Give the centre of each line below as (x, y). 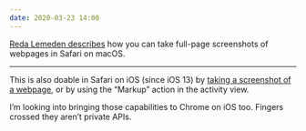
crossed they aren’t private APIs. (71, 116)
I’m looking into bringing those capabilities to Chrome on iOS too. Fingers (147, 106)
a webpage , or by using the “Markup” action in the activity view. (129, 89)
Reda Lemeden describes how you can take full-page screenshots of (139, 44)
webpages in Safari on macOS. (67, 53)
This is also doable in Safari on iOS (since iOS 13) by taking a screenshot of (150, 79)
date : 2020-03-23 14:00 (55, 18)
